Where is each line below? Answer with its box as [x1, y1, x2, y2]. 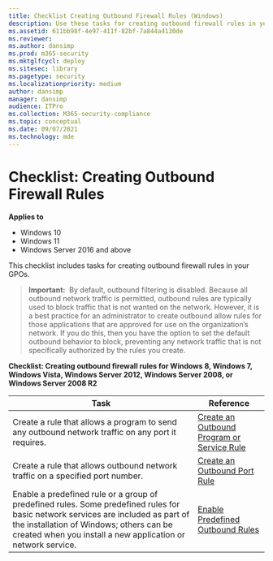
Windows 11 [19, 236, 60, 246]
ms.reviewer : [8, 34, 53, 43]
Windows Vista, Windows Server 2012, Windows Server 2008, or [8, 369, 233, 379]
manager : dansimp [8, 95, 67, 103]
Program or [197, 431, 241, 442]
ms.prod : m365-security [8, 50, 89, 58]
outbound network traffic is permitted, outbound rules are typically [28, 293, 252, 303]
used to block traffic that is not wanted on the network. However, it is [28, 302, 260, 312]
